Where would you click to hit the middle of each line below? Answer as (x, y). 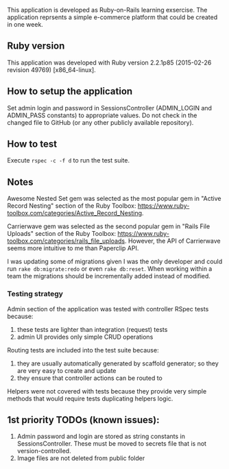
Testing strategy (35, 294)
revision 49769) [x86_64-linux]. (51, 70)
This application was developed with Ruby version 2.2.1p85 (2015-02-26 (109, 62)
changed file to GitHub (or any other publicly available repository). (100, 122)
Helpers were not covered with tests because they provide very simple (107, 391)
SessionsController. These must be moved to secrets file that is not (112, 444)
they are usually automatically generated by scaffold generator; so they (118, 363)
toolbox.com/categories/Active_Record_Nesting (75, 213)
